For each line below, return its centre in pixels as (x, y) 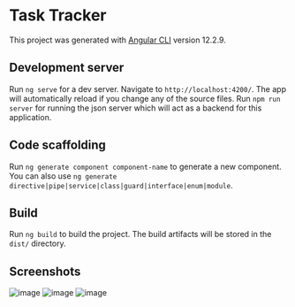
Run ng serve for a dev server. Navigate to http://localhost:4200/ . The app (148, 88)
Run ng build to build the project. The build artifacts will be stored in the (140, 234)
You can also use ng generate (63, 176)
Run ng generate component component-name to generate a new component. (146, 166)
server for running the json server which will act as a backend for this (136, 108)
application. (30, 117)
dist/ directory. (38, 243)
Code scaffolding (57, 146)
